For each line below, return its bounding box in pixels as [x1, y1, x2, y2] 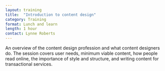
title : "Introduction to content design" [5, 12, 96, 17]
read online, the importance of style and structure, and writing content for [5, 56, 159, 61]
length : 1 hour [5, 26, 37, 31]
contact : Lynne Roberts [5, 31, 56, 36]
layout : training [5, 7, 42, 13]
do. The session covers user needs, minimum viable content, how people [5, 50, 158, 56]
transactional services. [5, 61, 53, 67]
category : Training [5, 17, 47, 22]
